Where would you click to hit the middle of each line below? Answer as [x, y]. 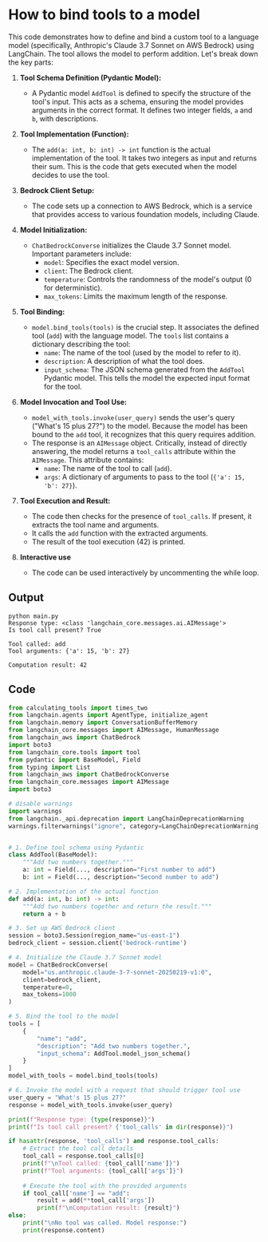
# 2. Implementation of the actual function [83, 892]
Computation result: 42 [48, 665]
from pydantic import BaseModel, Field [75, 760]
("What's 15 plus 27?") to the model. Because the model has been [140, 425]
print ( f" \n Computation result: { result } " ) [108, 1208]
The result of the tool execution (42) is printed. [108, 541]
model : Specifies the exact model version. [111, 262]
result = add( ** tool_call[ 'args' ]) [96, 1200]
